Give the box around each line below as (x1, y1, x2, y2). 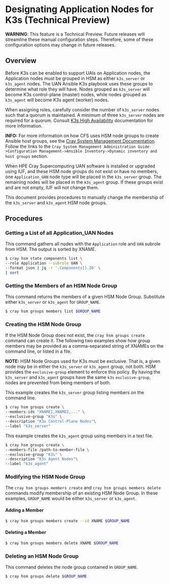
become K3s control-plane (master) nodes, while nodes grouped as (5, 91, 147, 97)
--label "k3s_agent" (5, 462, 49, 467)
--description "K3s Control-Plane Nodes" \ (5, 419, 96, 424)
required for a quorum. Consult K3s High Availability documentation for (5, 117, 153, 123)
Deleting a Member (5, 529, 47, 535)
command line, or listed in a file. (5, 348, 72, 355)
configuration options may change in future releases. (5, 41, 116, 48)
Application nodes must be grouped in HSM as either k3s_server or (5, 75, 145, 81)
